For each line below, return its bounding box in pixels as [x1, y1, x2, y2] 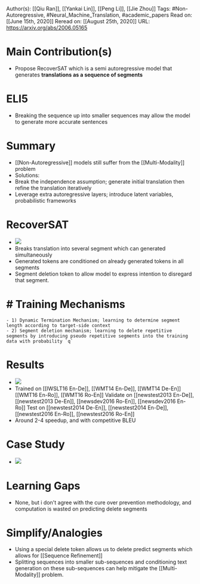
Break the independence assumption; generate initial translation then [14, 178, 185, 185]
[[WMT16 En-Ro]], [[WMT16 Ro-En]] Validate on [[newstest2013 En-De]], [14, 391, 194, 398]
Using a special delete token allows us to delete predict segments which [14, 546, 193, 553]
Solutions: [14, 172, 40, 179]
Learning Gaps [6, 479, 81, 493]
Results [6, 358, 45, 371]
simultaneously [14, 251, 53, 258]
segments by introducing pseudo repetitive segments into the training [6, 333, 188, 339]
